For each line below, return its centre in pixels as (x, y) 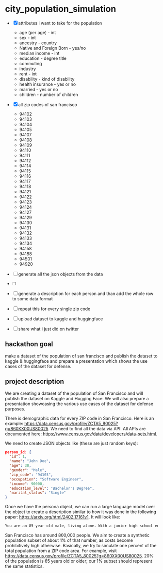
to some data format (32, 298)
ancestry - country (38, 43)
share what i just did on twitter (49, 329)
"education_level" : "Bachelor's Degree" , (52, 488)
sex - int (28, 37)
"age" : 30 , (20, 466)
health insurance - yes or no (48, 84)
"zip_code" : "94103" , (31, 475)
